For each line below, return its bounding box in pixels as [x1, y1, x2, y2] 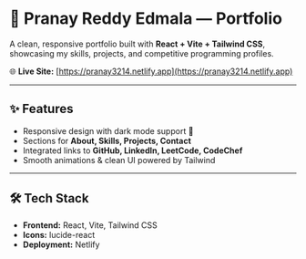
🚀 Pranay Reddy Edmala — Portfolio [9, 8, 282, 29]
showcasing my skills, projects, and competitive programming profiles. [9, 47, 275, 58]
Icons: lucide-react [22, 229, 96, 240]
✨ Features [9, 101, 74, 117]
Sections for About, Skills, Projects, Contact [22, 135, 191, 146]
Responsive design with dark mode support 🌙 [22, 125, 194, 136]
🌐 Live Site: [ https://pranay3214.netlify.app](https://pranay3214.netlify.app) [9, 66, 293, 77]
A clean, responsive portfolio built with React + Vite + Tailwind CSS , [9, 38, 266, 49]
